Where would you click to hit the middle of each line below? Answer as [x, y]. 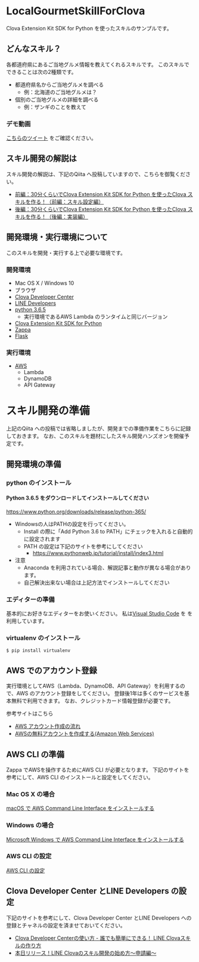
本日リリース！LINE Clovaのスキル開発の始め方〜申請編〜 [85, 952]
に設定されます [42, 539]
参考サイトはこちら [30, 714]
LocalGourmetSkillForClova [76, 11]
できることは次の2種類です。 [41, 72]
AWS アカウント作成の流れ [48, 726]
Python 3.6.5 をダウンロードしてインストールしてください [77, 498]
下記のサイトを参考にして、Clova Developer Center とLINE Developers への [99, 918]
